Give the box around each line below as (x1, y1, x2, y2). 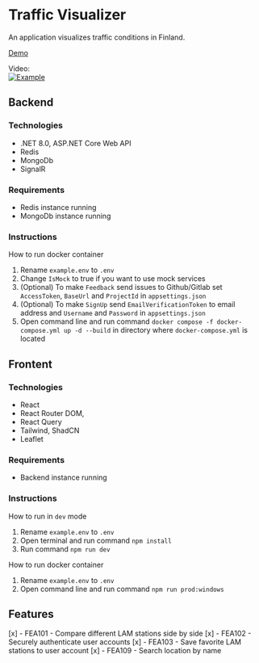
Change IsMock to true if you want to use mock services (19, 274, 206, 283)
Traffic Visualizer (8, 6, 127, 24)
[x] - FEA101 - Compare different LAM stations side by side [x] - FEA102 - (8, 628, 252, 639)
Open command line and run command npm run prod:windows (19, 584, 224, 594)
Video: (8, 63, 31, 73)
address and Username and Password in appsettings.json (19, 308, 206, 318)
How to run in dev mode (8, 511, 87, 521)
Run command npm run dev (19, 543, 111, 554)
